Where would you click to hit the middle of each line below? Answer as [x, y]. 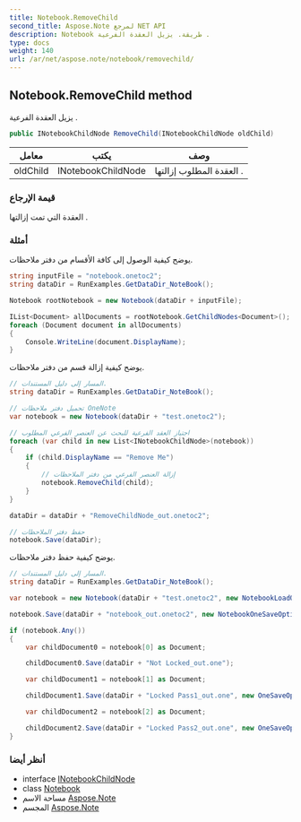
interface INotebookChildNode [79, 779]
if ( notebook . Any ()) [48, 630]
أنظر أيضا [27, 759]
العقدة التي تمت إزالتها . [49, 217]
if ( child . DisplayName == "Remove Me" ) [100, 458]
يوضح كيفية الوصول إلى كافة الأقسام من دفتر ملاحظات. [101, 260]
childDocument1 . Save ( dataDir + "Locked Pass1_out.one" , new [140, 696]
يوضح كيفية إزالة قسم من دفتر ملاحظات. [77, 368]
